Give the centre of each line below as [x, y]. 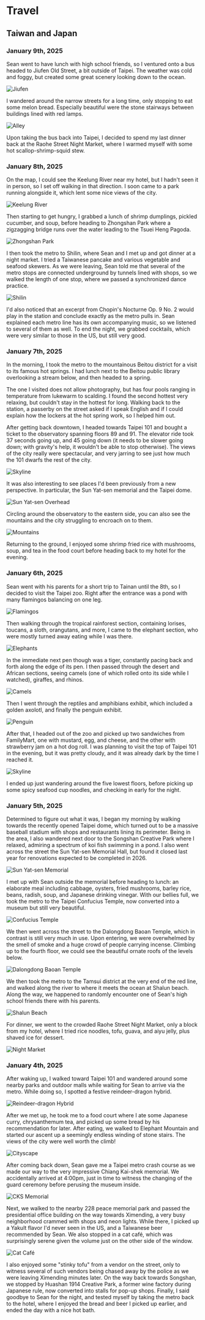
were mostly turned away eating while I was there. [70, 636]
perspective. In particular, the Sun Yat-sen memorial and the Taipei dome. [99, 490]
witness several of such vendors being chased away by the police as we [98, 1271]
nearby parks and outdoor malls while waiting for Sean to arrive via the [96, 1085]
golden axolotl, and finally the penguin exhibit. [64, 710]
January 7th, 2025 [34, 352]
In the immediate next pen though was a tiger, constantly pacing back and [100, 660]
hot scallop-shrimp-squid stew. [46, 150]
